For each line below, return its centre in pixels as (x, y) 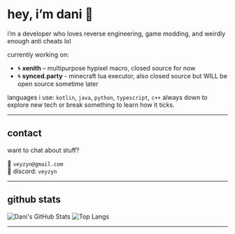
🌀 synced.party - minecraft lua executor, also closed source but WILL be (122, 75)
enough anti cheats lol (39, 41)
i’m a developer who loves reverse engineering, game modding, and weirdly (116, 34)
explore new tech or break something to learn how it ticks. (91, 105)
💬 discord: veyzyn (32, 171)
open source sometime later (58, 84)
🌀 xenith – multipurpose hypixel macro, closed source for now (106, 68)
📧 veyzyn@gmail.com (35, 163)
